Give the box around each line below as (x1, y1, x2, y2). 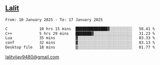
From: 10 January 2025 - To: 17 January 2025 (5, 17, 103, 22)
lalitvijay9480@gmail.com (5, 54, 59, 60)
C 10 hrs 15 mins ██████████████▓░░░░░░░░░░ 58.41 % (5, 26, 155, 31)
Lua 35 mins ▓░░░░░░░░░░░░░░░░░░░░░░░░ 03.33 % (5, 35, 155, 40)
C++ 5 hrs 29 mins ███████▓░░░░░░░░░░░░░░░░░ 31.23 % (5, 31, 155, 36)
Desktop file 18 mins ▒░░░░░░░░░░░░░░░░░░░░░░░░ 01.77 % (5, 45, 155, 50)
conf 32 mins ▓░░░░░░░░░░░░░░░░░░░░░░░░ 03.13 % (5, 40, 155, 45)
